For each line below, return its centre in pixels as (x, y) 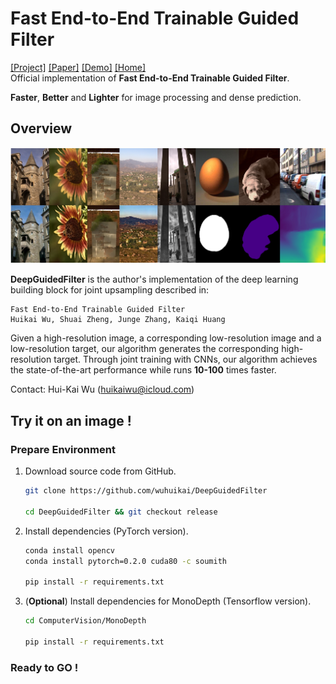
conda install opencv (69, 550)
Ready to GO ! (44, 667)
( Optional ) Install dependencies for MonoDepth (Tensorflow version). (168, 601)
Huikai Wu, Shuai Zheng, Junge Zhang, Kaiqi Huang (118, 320)
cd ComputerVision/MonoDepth (85, 621)
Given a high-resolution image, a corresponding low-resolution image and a (166, 338)
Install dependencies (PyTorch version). (106, 531)
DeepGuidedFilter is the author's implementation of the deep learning (154, 279)
